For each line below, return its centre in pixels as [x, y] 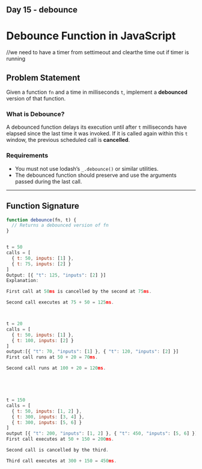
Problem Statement [43, 78]
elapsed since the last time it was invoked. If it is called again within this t [97, 133]
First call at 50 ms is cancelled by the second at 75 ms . [79, 292]
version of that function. [36, 99]
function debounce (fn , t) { [41, 220]
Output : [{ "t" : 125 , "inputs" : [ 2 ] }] [56, 275]
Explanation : [23, 281]
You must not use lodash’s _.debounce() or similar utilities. [87, 168]
